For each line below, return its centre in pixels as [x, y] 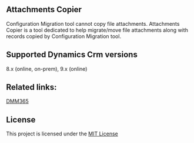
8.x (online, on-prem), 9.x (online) [47, 69]
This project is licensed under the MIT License [62, 134]
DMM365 [18, 101]
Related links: [31, 87]
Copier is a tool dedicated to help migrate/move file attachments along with [97, 30]
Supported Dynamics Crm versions [72, 55]
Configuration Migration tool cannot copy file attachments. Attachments [93, 23]
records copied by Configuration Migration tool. [64, 36]
